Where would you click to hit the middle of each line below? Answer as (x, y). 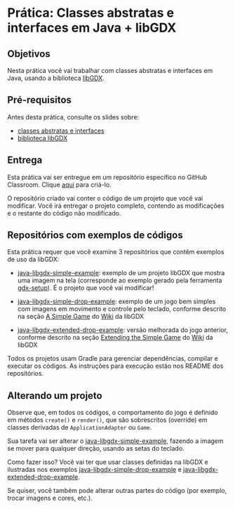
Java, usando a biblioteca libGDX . (56, 78)
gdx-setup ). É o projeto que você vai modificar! (86, 288)
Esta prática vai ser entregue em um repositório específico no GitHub (107, 177)
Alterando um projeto (55, 396)
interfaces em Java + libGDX (92, 28)
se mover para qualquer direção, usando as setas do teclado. (96, 449)
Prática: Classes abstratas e (90, 13)
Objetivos (29, 54)
